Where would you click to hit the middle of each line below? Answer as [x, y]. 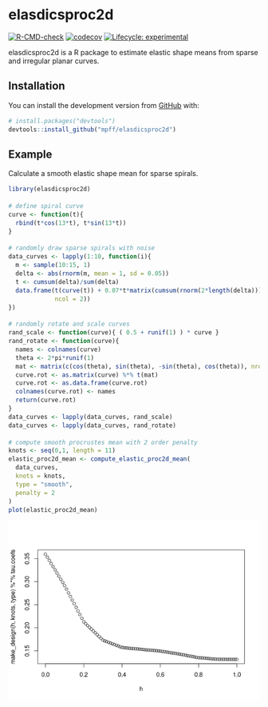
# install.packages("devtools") [62, 121]
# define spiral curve [46, 206]
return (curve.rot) [46, 400]
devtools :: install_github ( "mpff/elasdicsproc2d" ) [93, 130]
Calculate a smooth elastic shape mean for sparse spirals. [103, 174]
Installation [37, 86]
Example [30, 154]
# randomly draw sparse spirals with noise [82, 248]
